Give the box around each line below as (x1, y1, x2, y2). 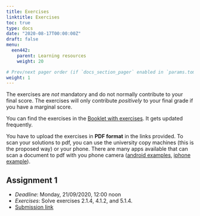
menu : (6, 42, 20, 48)
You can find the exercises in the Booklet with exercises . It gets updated (6, 115, 183, 122)
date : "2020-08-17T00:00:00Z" (6, 31, 82, 37)
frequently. (6, 121, 33, 128)
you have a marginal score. (6, 103, 73, 110)
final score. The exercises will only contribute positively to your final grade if (6, 97, 193, 104)
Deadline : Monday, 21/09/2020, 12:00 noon (14, 191, 121, 198)
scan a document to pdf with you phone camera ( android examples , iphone (6, 152, 191, 159)
